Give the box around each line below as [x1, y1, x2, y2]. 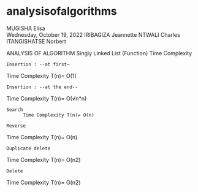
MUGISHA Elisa [6, 25, 45, 32]
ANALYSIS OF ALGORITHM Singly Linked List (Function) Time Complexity [6, 49, 192, 56]
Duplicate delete [6, 145, 51, 152]
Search [6, 106, 23, 113]
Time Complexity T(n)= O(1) [6, 72, 77, 79]
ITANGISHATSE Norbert [6, 37, 66, 45]
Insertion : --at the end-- [6, 84, 78, 90]
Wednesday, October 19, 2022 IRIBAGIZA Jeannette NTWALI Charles [6, 31, 181, 38]
